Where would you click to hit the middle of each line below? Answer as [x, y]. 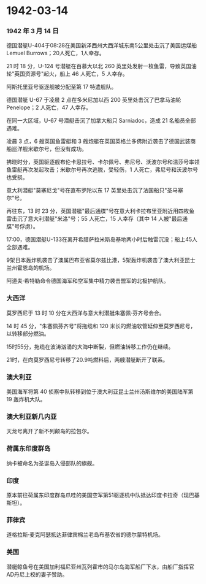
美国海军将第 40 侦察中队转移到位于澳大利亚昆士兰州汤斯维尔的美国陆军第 [100, 392]
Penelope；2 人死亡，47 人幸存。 [49, 107]
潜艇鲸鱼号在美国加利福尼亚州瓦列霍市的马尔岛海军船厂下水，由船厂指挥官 [100, 567]
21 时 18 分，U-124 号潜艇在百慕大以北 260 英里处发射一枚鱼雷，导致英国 [99, 66]
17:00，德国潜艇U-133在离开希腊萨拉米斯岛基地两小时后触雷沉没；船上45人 [102, 239]
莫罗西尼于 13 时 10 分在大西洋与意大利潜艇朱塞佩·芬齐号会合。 [86, 313]
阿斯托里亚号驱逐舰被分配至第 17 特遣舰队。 [62, 87]
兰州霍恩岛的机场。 [31, 268]
